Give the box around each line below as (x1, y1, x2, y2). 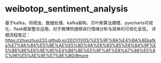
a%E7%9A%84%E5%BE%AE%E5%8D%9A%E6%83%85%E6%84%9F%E (5, 42, 156, 48)
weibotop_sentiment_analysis (5, 3, 129, 14)
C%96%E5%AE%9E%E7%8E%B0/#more (5, 52, 89, 58)
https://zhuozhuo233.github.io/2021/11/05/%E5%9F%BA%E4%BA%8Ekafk (5, 37, 156, 43)
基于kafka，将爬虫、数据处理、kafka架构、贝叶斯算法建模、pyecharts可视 (5, 20, 154, 25)
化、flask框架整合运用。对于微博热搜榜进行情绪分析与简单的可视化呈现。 (5, 25, 151, 32)
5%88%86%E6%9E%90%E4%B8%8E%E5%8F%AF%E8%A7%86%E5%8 (5, 47, 156, 53)
